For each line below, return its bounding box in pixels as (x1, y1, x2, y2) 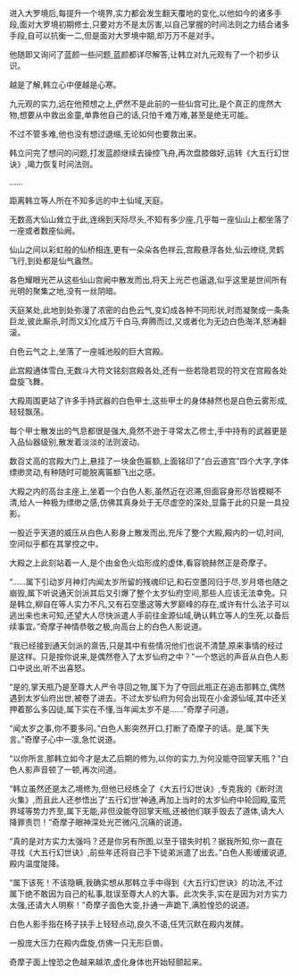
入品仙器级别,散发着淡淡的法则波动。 (9, 437, 145, 447)
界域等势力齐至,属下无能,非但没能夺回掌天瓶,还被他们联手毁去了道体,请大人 (9, 806, 285, 816)
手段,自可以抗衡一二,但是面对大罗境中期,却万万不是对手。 (9, 30, 220, 40)
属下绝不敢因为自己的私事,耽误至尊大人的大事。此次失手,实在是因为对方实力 (9, 888, 288, 899)
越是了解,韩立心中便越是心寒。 (9, 80, 122, 89)
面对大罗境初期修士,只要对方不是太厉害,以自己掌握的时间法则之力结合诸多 (19, 19, 290, 30)
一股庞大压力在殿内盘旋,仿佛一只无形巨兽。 (9, 938, 169, 948)
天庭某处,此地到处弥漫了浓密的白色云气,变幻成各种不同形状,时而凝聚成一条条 (9, 305, 290, 315)
